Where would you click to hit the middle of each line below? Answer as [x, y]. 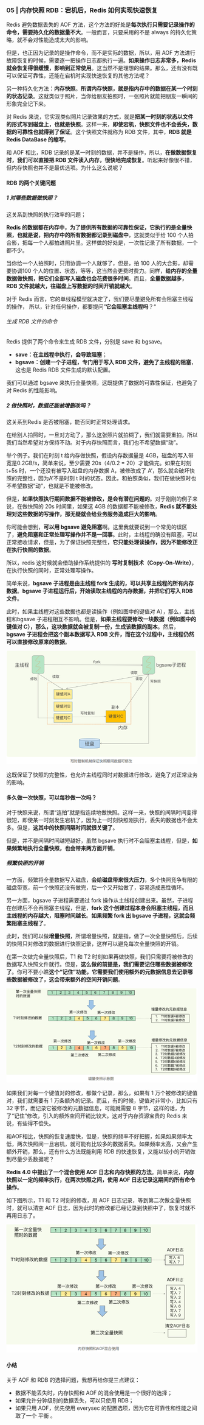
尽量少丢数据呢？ [33, 1159]
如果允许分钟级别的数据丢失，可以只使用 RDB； [75, 1400]
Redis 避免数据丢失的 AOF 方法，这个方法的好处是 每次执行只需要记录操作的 [101, 25]
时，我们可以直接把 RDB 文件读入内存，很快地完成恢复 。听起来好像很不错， [101, 160]
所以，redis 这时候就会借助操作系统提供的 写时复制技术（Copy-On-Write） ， [102, 563]
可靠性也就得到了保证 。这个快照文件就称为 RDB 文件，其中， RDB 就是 [104, 132]
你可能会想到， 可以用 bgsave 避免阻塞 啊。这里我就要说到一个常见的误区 [97, 527]
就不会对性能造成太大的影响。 [54, 40]
